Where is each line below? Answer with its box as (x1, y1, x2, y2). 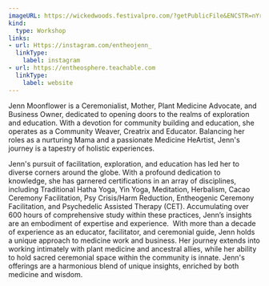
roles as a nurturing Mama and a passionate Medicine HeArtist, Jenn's (8, 135, 240, 144)
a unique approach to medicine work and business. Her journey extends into (8, 236, 260, 245)
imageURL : (8, 11, 42, 20)
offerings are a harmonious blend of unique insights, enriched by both (8, 261, 239, 271)
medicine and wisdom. (8, 269, 83, 279)
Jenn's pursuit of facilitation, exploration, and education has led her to (8, 159, 240, 168)
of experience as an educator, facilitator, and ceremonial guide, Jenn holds (8, 227, 255, 236)
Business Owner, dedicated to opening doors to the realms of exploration (8, 109, 250, 119)
